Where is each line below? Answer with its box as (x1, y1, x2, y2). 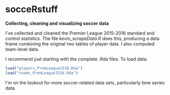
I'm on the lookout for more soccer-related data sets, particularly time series (5, 79, 165, 85)
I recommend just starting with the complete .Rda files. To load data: (5, 56, 148, 62)
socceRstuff (5, 4, 58, 15)
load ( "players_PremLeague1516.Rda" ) (5, 66, 83, 71)
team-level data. (5, 46, 40, 52)
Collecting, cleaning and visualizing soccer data (5, 20, 109, 26)
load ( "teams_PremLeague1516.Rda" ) (5, 70, 79, 75)
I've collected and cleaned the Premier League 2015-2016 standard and (5, 30, 155, 36)
